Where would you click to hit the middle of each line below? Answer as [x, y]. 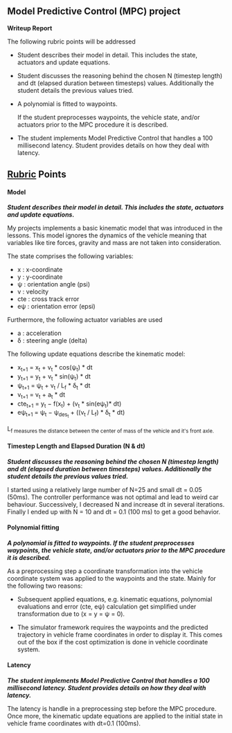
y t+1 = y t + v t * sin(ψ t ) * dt [54, 377]
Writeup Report [30, 28]
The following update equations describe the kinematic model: [96, 354]
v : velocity [33, 292]
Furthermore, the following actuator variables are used [85, 320]
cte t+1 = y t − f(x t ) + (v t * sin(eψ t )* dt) [69, 404]
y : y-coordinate [40, 277]
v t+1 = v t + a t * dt [41, 395]
